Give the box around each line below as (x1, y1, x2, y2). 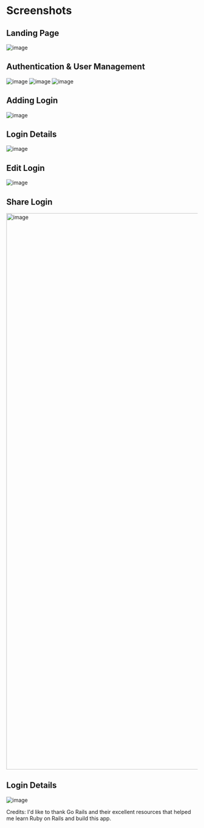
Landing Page (6, 28, 59, 38)
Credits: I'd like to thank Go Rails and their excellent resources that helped (6, 808, 191, 815)
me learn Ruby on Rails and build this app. (6, 815, 111, 822)
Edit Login (6, 162, 46, 173)
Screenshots (6, 4, 72, 18)
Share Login (6, 197, 53, 207)
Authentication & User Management (6, 61, 146, 72)
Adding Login (6, 96, 58, 106)
